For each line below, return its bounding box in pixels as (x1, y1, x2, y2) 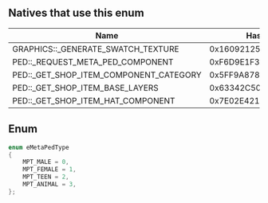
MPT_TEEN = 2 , (22, 173, 69, 182)
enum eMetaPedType (8, 143, 69, 151)
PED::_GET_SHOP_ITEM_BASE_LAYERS (12, 82, 160, 93)
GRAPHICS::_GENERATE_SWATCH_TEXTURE (12, 43, 179, 54)
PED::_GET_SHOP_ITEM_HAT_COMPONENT (12, 95, 175, 106)
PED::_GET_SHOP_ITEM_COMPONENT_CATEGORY (12, 69, 202, 80)
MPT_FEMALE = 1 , (22, 166, 77, 174)
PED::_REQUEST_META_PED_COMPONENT (12, 56, 174, 67)
